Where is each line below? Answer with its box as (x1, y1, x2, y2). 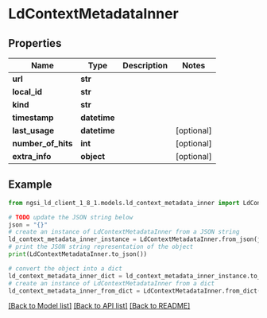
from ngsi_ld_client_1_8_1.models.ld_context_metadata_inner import (8, 199, 240, 207)
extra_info (12, 151, 52, 161)
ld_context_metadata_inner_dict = (8, 272, 123, 280)
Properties (8, 37, 62, 50)
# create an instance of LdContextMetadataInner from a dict (8, 279, 215, 287)
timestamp (12, 112, 54, 123)
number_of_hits (12, 138, 73, 149)
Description (122, 60, 168, 71)
